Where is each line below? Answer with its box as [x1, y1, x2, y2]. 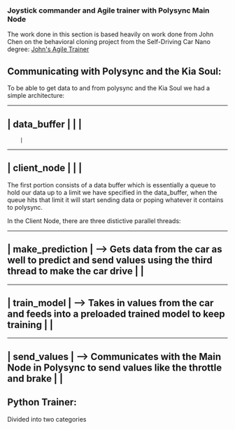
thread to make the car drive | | [7, 265, 145, 278]
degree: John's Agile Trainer [7, 45, 90, 54]
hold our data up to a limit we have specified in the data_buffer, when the [7, 188, 218, 196]
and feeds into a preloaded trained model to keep [7, 308, 225, 320]
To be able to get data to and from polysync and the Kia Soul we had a [7, 84, 210, 92]
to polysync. [7, 203, 43, 211]
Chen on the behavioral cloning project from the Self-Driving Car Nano [7, 38, 211, 46]
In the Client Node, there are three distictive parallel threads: [7, 216, 181, 225]
